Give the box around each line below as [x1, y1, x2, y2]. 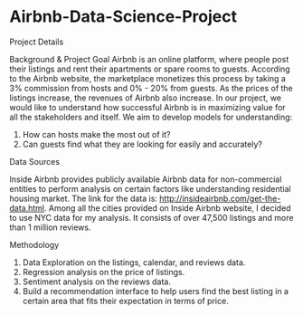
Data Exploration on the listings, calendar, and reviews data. [22, 256, 246, 268]
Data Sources [9, 156, 61, 167]
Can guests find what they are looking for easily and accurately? [22, 138, 262, 149]
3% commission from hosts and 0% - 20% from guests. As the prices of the [9, 82, 294, 93]
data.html [9, 202, 45, 214]
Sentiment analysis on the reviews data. [22, 276, 172, 287]
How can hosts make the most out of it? [22, 129, 171, 139]
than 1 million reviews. [9, 222, 91, 233]
